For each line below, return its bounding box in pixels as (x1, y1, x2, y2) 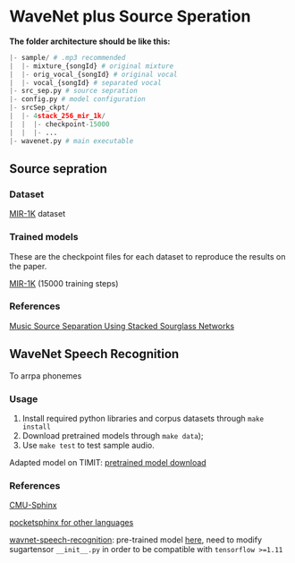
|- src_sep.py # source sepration (9, 87, 139, 96)
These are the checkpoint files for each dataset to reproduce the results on (9, 251, 286, 261)
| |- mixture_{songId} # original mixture (9, 61, 174, 71)
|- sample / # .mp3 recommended (9, 53, 126, 62)
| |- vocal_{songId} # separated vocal (9, 78, 163, 87)
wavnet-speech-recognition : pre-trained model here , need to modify (9, 534, 262, 545)
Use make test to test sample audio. (21, 439, 155, 450)
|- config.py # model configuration (9, 95, 146, 104)
